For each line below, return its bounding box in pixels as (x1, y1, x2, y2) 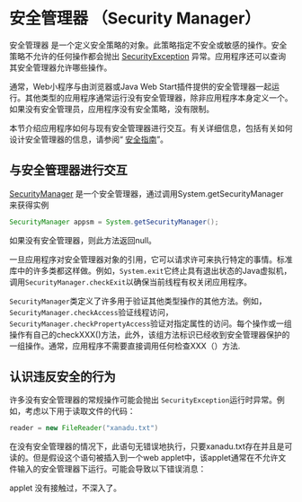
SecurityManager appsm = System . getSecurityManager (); (9, 217, 219, 226)
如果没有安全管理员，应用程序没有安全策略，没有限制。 (9, 103, 214, 114)
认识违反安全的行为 (9, 369, 116, 384)
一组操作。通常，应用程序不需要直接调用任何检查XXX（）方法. (9, 340, 241, 351)
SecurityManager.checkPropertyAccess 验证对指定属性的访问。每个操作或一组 (9, 318, 292, 329)
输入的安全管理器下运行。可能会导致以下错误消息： (16, 463, 207, 474)
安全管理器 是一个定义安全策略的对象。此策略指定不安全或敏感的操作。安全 (9, 40, 288, 50)
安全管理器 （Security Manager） (9, 8, 261, 29)
